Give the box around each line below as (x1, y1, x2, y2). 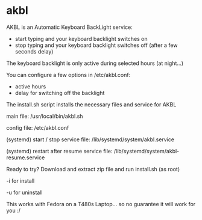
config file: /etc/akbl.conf (6, 124, 69, 131)
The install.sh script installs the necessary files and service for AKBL (6, 100, 177, 108)
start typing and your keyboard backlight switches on (14, 35, 148, 42)
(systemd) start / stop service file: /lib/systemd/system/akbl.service (6, 136, 175, 143)
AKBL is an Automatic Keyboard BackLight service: (6, 23, 133, 31)
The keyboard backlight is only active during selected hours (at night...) (6, 60, 184, 67)
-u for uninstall (6, 189, 43, 196)
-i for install (6, 177, 35, 184)
